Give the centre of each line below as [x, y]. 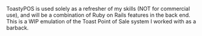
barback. [18, 28]
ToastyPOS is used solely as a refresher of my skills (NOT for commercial [98, 9]
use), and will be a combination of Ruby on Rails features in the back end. [98, 15]
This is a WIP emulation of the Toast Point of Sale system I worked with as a [101, 21]
